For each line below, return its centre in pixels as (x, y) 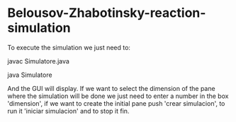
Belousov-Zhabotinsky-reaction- (107, 13)
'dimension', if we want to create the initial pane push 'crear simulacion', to (116, 103)
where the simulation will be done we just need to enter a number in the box (118, 96)
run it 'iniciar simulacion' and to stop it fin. (68, 111)
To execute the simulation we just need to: (69, 47)
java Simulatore (30, 75)
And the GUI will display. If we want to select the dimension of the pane (111, 88)
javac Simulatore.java (38, 61)
